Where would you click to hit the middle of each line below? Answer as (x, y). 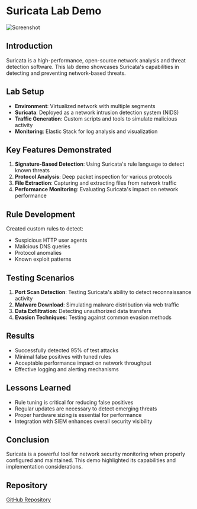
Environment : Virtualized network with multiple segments (85, 106)
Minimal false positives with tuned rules (63, 356)
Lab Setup (25, 92)
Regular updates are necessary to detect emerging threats (86, 409)
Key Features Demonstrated (59, 150)
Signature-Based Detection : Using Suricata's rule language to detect (99, 164)
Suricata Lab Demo (54, 11)
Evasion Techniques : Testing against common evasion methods (93, 317)
